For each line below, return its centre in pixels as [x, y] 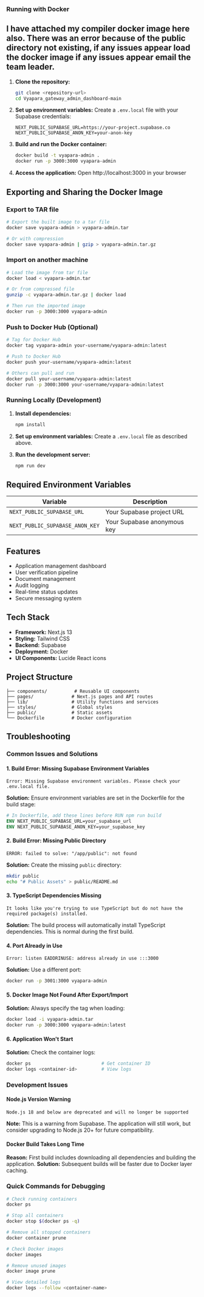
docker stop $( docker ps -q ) [43, 1221]
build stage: [21, 805]
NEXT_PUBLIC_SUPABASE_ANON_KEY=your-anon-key [73, 133]
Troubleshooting [39, 737]
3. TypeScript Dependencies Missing [54, 895]
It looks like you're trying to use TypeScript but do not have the [95, 908]
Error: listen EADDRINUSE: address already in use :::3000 [83, 959]
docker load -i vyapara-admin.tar [50, 1020]
